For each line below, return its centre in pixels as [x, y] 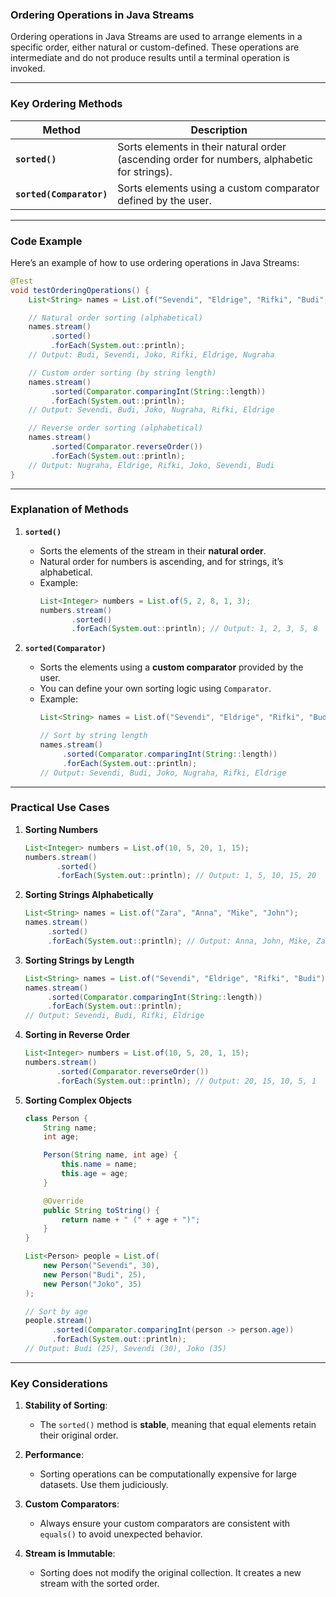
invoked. [28, 69]
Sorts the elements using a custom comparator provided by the [171, 667]
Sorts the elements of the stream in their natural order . [153, 550]
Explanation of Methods [69, 510]
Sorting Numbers [61, 829]
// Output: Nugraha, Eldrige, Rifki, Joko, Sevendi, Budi [151, 465]
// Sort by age [56, 1311]
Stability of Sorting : [66, 1405]
